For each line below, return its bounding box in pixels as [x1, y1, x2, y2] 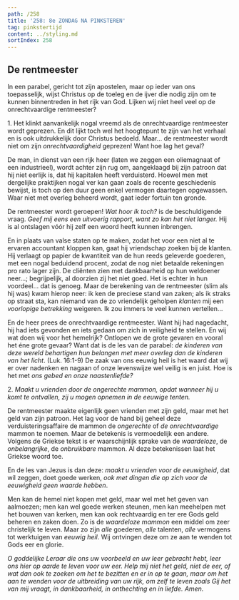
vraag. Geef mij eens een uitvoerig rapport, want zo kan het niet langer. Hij [7, 215, 227, 223]
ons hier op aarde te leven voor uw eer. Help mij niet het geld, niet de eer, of [7, 561, 230, 570]
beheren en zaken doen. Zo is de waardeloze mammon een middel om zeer [7, 517, 230, 526]
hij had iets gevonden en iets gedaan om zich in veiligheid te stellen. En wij [7, 325, 227, 334]
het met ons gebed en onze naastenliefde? [7, 371, 133, 380]
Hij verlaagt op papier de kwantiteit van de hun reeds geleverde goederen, [7, 251, 226, 260]
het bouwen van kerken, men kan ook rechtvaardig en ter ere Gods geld [7, 509, 219, 518]
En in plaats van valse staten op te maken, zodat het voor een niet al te [7, 236, 215, 245]
